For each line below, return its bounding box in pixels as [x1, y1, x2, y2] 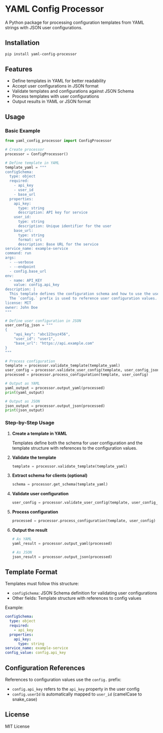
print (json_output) [5, 408, 45, 413]
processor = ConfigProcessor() [5, 152, 68, 157]
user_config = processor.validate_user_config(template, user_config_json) [5, 368, 162, 373]
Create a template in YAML [12, 430, 67, 436]
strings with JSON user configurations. [5, 24, 83, 30]
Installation [5, 39, 40, 47]
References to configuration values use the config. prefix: [5, 677, 122, 682]
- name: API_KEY [9, 278, 42, 283]
